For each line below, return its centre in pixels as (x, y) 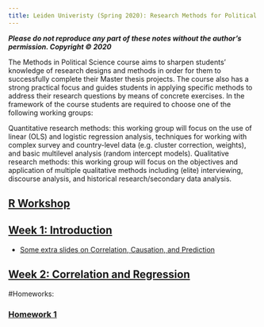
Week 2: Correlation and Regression (99, 275)
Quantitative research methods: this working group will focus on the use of (130, 128)
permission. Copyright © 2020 (60, 46)
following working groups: (51, 113)
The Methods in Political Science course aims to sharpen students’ (117, 62)
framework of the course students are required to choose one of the (120, 104)
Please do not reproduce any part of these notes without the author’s (125, 38)
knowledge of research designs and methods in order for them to (115, 70)
